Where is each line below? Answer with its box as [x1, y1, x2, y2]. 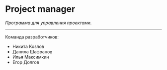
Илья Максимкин [12, 54, 49, 60]
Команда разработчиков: [5, 34, 59, 40]
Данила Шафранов [12, 48, 53, 55]
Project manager [5, 3, 76, 15]
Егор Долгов [12, 59, 40, 65]
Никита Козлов [12, 43, 45, 49]
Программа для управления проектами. [5, 20, 92, 26]
